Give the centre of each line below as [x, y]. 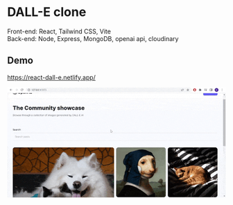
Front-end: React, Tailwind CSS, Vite [59, 31]
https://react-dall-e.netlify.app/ [51, 77]
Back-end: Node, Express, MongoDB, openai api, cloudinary [93, 38]
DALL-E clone [47, 12]
